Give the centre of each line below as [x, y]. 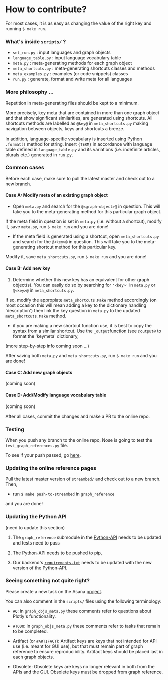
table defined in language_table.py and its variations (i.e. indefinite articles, [83, 149]
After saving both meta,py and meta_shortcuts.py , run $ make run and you [81, 356]
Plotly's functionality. [34, 616]
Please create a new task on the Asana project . [54, 591]
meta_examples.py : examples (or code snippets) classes [70, 74]
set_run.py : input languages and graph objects [62, 52]
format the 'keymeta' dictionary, [45, 336]
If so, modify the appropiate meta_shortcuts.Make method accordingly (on [81, 300]
